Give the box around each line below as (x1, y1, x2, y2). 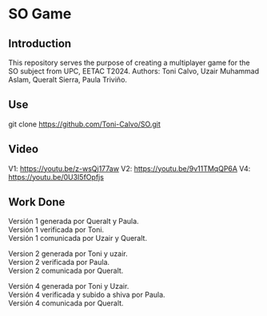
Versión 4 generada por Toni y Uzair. (8, 282, 130, 291)
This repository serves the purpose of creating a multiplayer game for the (8, 58, 250, 67)
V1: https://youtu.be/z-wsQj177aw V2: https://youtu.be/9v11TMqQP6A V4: (8, 163, 251, 173)
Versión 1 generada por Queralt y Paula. (8, 217, 139, 226)
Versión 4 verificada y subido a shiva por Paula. (8, 290, 165, 300)
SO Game (8, 5, 72, 23)
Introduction (8, 37, 72, 50)
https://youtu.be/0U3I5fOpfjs (8, 172, 104, 182)
